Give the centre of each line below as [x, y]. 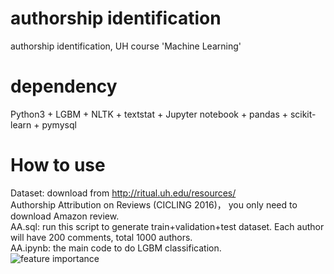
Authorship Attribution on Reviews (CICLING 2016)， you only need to [154, 204]
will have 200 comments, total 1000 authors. [101, 237]
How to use [58, 165]
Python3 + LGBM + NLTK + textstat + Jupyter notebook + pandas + [149, 114]
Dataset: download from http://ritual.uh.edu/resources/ [123, 193]
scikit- [303, 114]
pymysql [59, 124]
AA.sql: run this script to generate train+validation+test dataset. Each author [167, 226]
